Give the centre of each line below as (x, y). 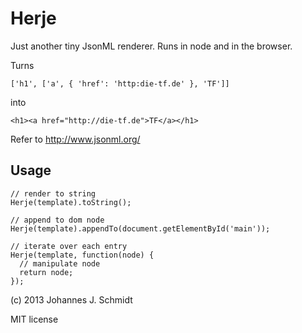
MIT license (34, 319)
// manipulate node (60, 263)
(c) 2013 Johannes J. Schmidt (71, 299)
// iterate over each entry (69, 246)
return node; (46, 272)
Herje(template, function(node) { (82, 255)
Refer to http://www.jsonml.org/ (75, 139)
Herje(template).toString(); (71, 202)
